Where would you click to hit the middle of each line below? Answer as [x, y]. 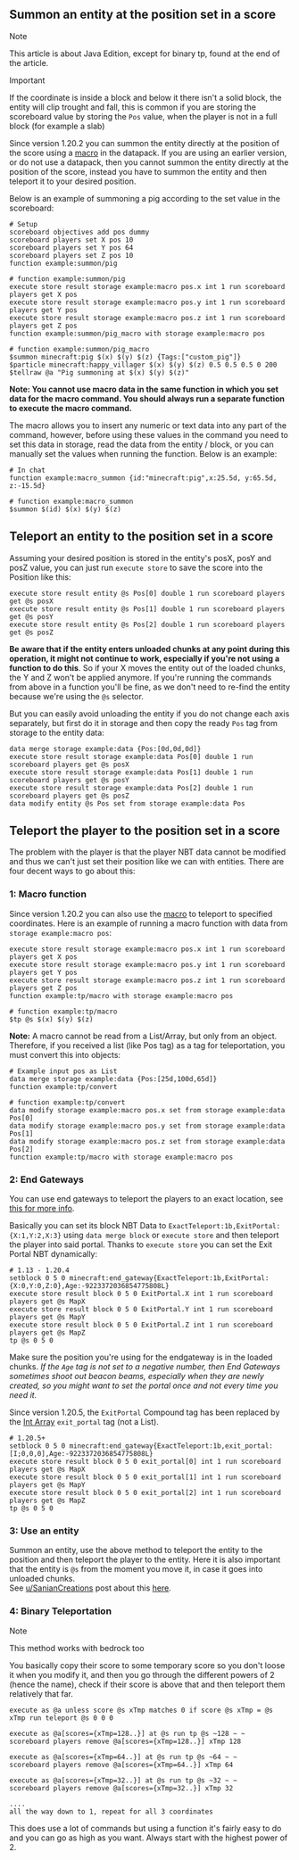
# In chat [28, 470]
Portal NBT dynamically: [54, 1254]
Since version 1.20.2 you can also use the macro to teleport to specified [141, 913]
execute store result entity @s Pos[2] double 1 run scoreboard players [147, 624]
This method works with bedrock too [77, 1648]
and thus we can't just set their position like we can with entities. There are [146, 862]
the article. [29, 62]
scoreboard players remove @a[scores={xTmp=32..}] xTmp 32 [121, 1788]
